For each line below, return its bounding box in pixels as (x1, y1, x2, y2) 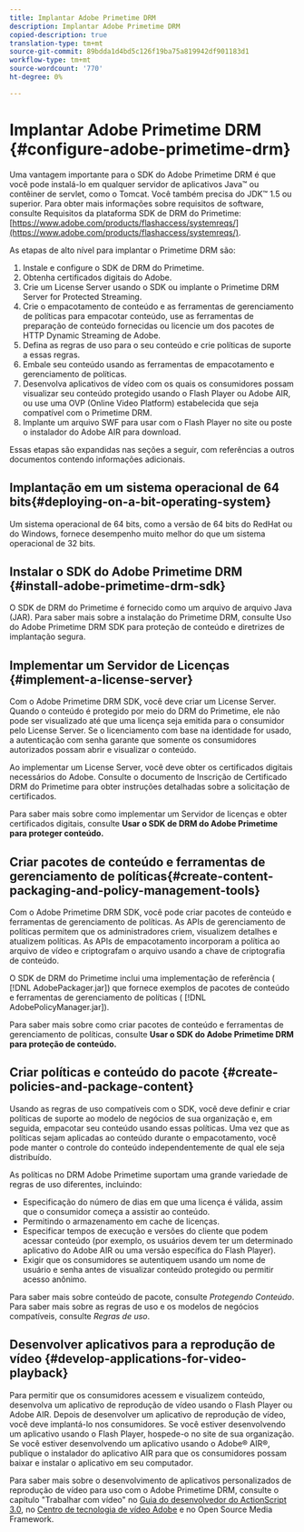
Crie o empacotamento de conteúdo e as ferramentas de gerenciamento (22, 301, 294, 312)
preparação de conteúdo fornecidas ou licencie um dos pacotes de (22, 320, 275, 331)
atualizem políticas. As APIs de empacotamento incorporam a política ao (9, 936, 280, 946)
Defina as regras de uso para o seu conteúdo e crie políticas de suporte (22, 339, 292, 350)
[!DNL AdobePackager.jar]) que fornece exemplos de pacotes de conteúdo (9, 982, 290, 993)
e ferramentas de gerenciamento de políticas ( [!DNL (9, 992, 207, 1003)
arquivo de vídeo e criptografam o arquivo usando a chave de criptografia (9, 945, 286, 956)
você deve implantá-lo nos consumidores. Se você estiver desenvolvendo (9, 1418, 286, 1429)
